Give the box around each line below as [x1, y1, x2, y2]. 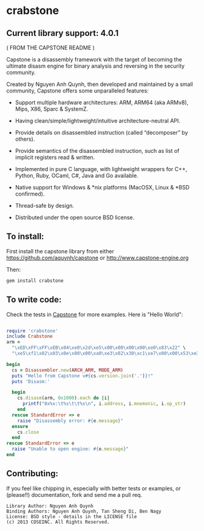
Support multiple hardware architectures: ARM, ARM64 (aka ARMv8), [15, 99, 189, 106]
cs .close [17, 429, 39, 435]
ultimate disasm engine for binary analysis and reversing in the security [6, 62, 185, 69]
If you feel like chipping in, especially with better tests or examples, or [6, 485, 181, 492]
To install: [6, 231, 44, 242]
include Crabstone [6, 333, 53, 340]
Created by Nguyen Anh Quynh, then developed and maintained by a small [6, 80, 193, 88]
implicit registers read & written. [15, 153, 95, 161]
